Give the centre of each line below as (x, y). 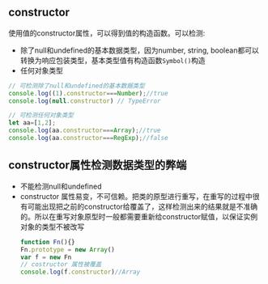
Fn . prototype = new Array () (68, 249)
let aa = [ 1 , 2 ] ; (32, 123)
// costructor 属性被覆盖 (61, 265)
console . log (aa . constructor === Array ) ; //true (85, 131)
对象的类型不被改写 (52, 227)
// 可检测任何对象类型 (41, 116)
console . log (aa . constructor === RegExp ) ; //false (88, 138)
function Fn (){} (47, 242)
